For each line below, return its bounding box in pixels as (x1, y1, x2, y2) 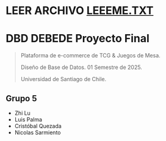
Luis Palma (14, 115, 43, 123)
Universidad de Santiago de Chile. (20, 76, 107, 83)
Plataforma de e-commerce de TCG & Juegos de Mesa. (20, 52, 161, 59)
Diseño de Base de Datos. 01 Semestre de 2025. (20, 63, 143, 71)
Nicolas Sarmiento (14, 129, 61, 136)
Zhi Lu (14, 109, 31, 117)
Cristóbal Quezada (14, 122, 62, 129)
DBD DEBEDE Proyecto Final (5, 32, 150, 46)
